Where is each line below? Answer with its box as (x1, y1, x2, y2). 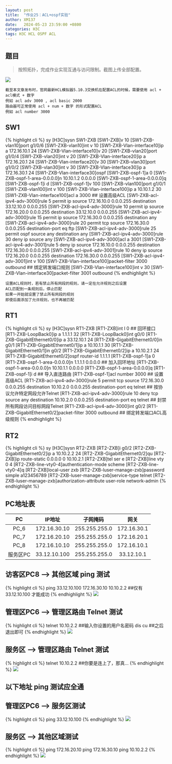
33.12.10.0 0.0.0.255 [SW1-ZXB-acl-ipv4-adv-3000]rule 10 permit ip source (5, 203, 164, 209)
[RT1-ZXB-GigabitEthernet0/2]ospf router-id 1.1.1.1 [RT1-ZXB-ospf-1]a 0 (5, 353, 155, 359)
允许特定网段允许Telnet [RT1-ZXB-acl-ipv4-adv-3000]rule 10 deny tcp (9, 390, 158, 397)
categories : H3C (5, 27, 40, 32)
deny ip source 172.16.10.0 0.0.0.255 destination (60, 241, 161, 247)
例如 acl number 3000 (5, 109, 50, 114)
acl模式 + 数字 (5, 93, 35, 98)
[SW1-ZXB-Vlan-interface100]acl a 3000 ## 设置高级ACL (5, 192, 126, 198)
